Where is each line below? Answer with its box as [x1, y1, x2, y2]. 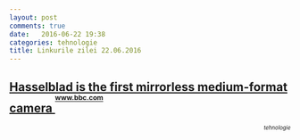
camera [9, 100, 53, 116]
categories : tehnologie [9, 37, 98, 47]
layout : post [9, 12, 58, 22]
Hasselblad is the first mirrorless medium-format [9, 79, 288, 95]
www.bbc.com [54, 93, 104, 103]
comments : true [9, 21, 66, 30]
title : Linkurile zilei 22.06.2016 [9, 46, 142, 55]
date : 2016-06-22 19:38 [9, 29, 105, 38]
